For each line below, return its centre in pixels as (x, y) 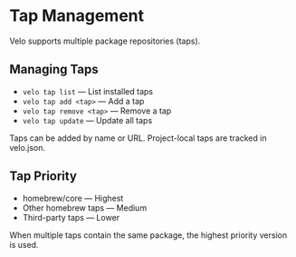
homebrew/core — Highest (73, 198)
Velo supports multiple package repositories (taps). (105, 41)
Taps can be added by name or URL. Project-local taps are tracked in (138, 138)
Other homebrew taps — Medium (85, 208)
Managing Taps (54, 69)
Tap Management (77, 16)
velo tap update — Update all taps (87, 120)
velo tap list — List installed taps (88, 91)
